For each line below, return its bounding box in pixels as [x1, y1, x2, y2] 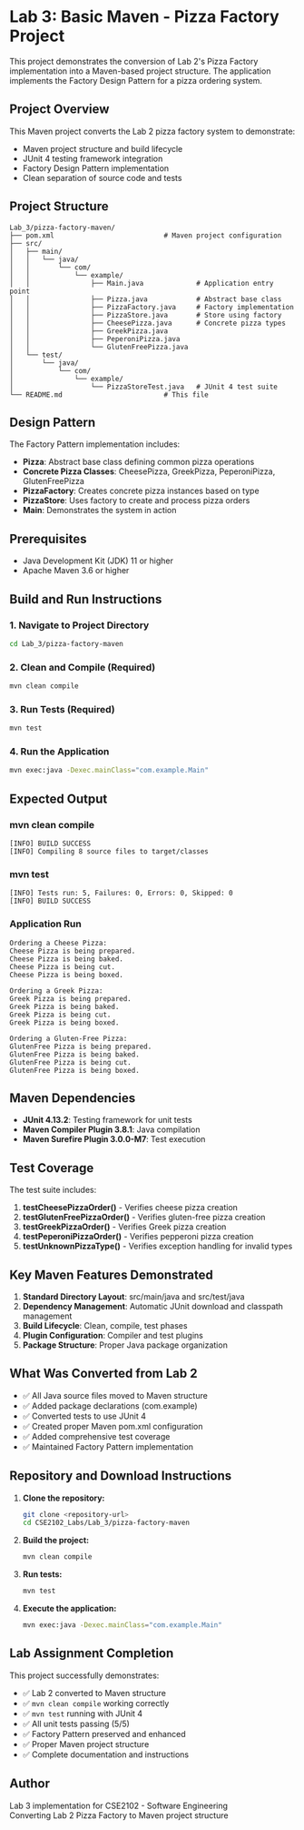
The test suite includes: [9, 1185, 97, 1196]
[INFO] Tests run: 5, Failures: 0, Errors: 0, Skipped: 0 [9, 889, 233, 898]
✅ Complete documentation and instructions [22, 1749, 190, 1760]
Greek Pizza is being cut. [9, 1010, 112, 1019]
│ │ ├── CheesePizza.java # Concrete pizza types [9, 318, 286, 328]
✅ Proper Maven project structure [22, 1738, 150, 1749]
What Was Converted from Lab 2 [9, 1366, 198, 1381]
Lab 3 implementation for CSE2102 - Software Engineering [9, 1800, 229, 1811]
